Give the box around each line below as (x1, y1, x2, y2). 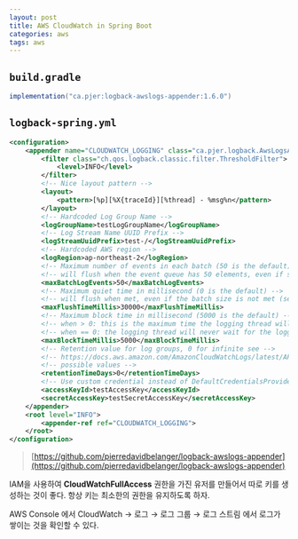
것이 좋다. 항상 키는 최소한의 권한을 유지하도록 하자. (32, 490, 210, 501)
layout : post (9, 12, 58, 22)
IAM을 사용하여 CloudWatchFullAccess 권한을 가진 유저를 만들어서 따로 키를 (9, 479, 279, 489)
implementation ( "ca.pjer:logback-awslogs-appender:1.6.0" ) (9, 92, 232, 101)
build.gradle (9, 70, 82, 83)
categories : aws (9, 29, 69, 38)
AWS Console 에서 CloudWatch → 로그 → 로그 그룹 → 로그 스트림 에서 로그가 (9, 509, 281, 519)
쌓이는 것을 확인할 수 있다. (9, 520, 99, 531)
